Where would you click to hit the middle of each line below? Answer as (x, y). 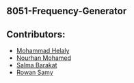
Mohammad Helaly (43, 51)
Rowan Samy (35, 72)
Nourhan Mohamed (44, 58)
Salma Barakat (37, 65)
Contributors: (36, 34)
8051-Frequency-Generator (67, 11)
